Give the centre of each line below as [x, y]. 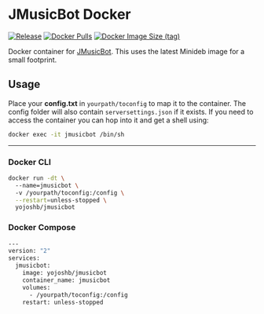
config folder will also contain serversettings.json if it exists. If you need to [131, 111]
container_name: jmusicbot [66, 280]
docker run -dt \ [37, 178]
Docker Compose [42, 228]
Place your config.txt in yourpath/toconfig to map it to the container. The [127, 103]
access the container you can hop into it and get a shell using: [109, 120]
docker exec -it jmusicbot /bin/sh [66, 134]
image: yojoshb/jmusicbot [65, 273]
